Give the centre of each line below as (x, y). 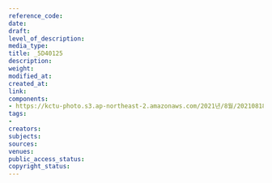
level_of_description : (47, 38)
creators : (25, 129)
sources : (23, 144)
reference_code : (36, 16)
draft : (19, 31)
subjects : (25, 136)
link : (17, 91)
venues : (21, 151)
